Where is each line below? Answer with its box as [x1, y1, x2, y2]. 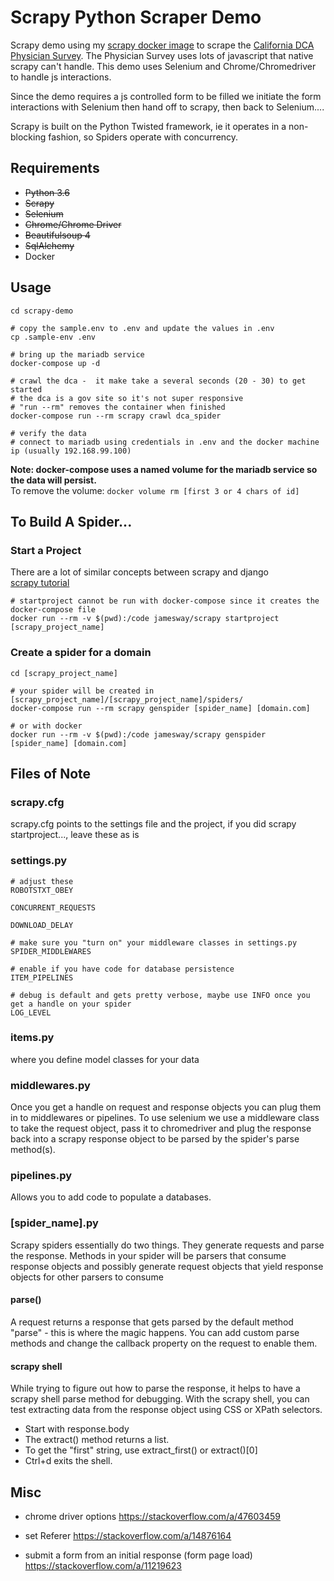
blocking [10, 131, 47, 143]
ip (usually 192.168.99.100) [10, 446, 132, 456]
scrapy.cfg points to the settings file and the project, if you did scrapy [10, 818, 297, 830]
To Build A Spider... [10, 513, 133, 530]
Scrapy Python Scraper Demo [10, 6, 262, 29]
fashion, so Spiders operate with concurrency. [48, 131, 239, 143]
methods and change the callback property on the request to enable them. [10, 1337, 318, 1349]
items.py [10, 1031, 55, 1045]
